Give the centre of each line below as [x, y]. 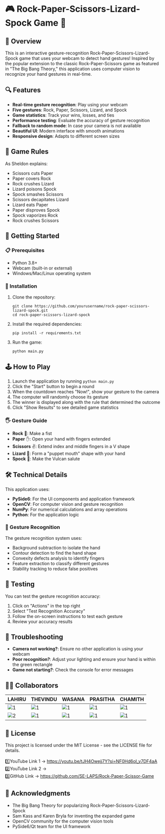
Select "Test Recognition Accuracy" [49, 611]
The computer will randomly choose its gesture [60, 397]
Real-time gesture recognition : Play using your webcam [70, 104]
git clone [22, 306]
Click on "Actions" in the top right [46, 606]
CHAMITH [132, 700]
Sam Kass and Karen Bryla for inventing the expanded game [73, 816]
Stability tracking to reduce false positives [55, 569]
